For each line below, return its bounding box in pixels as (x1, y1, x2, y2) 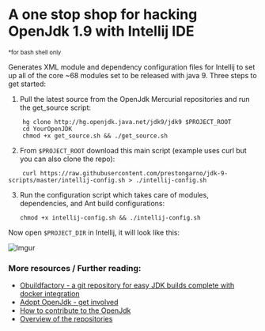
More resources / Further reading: (8, 262, 142, 273)
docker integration (19, 289, 81, 299)
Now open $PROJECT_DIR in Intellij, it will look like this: (8, 228, 180, 237)
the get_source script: (19, 103, 92, 112)
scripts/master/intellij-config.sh (8, 176, 126, 184)
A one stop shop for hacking (8, 6, 198, 24)
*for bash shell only (8, 48, 62, 56)
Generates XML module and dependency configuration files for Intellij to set (8, 62, 256, 72)
